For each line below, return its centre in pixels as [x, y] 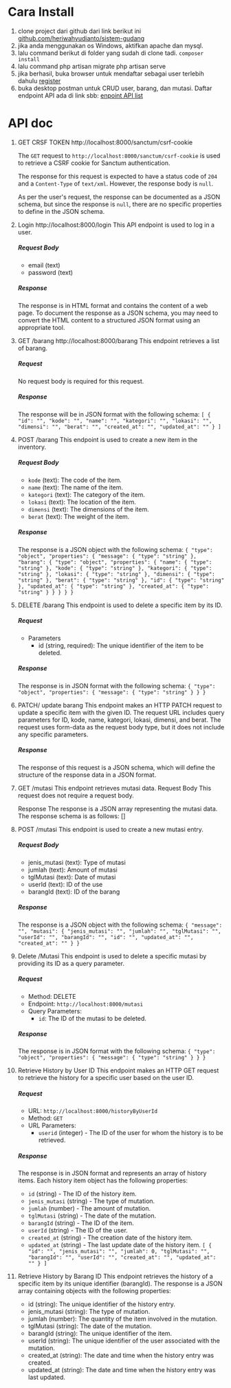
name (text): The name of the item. [75, 487]
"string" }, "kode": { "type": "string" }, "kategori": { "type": [115, 568]
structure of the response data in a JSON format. [87, 775]
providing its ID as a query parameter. [71, 963]
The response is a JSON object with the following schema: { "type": [115, 549]
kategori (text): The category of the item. [86, 494]
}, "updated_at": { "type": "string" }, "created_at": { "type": [113, 586]
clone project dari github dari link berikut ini [79, 31]
